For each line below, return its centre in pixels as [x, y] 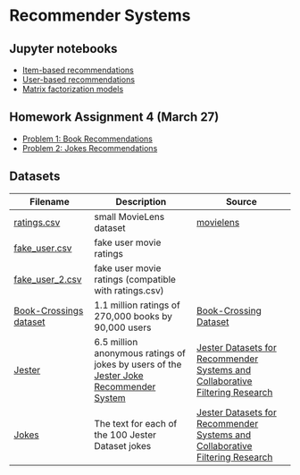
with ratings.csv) [129, 290]
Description [141, 201]
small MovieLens [129, 216]
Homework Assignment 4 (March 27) [114, 117]
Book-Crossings [49, 310]
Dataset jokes [122, 445]
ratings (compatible [135, 279]
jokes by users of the [137, 364]
